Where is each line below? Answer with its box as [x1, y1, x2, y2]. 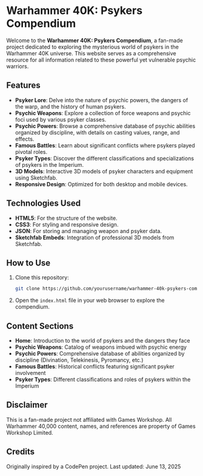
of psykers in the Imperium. [15, 161, 84, 168]
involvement [15, 369, 46, 377]
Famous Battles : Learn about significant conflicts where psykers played [15, 141, 195, 149]
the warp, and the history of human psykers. [15, 103, 126, 110]
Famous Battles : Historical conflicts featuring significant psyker [15, 363, 175, 370]
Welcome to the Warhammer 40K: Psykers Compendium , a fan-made [6, 37, 183, 44]
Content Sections [6, 321, 74, 331]
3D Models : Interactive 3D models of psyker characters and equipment [15, 167, 193, 175]
